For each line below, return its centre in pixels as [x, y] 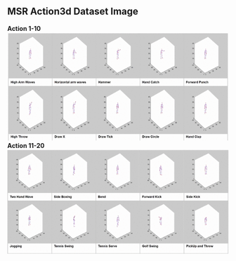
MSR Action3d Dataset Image [73, 12]
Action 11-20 [26, 146]
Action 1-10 [24, 28]
